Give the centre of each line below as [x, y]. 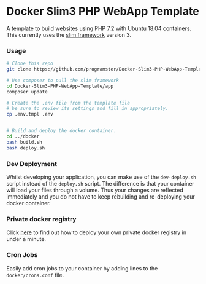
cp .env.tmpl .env [30, 114]
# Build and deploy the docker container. [61, 131]
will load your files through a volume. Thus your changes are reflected [95, 190]
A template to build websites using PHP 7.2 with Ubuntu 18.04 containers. [99, 28]
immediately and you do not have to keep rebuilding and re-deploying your [101, 197]
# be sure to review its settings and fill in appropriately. [87, 109]
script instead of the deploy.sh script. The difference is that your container [100, 184]
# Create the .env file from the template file [68, 103]
